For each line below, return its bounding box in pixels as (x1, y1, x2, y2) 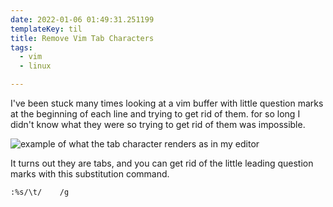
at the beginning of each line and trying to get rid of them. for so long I (10, 108, 301, 120)
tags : (10, 42, 33, 53)
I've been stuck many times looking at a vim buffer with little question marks (10, 97, 324, 109)
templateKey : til (10, 24, 83, 34)
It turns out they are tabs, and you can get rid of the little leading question (10, 157, 314, 169)
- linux (19, 61, 52, 71)
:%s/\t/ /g (10, 187, 70, 197)
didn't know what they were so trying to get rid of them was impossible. (10, 119, 306, 130)
